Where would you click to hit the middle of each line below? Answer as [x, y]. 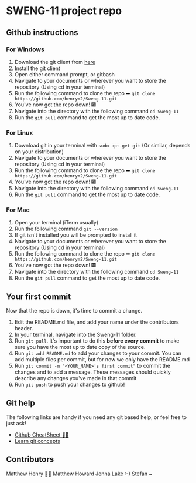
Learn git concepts [37, 441]
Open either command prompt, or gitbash [65, 74]
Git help [20, 403]
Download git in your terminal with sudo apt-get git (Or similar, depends [102, 146]
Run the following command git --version [66, 229]
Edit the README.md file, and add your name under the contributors [97, 322]
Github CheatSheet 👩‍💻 [42, 435]
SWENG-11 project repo [64, 11]
